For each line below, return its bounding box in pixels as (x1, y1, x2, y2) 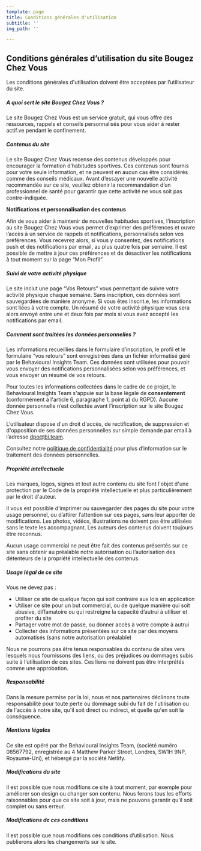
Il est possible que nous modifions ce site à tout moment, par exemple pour (6, 784, 193, 791)
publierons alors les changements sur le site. (6, 838, 117, 845)
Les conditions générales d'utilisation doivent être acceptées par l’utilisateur (6, 79, 194, 86)
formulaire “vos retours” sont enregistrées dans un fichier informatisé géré (6, 352, 191, 359)
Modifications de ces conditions (6, 817, 89, 824)
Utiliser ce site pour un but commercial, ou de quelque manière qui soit (14, 602, 190, 609)
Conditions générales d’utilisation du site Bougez (6, 53, 194, 63)
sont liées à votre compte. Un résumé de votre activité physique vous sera (6, 304, 190, 311)
